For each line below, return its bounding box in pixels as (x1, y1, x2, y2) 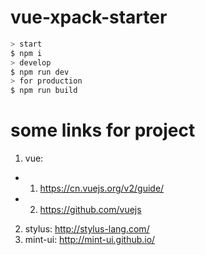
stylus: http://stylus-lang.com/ (24, 223, 150, 235)
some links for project (10, 119, 196, 142)
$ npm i (10, 48, 43, 58)
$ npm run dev (10, 67, 70, 77)
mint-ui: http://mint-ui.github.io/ (24, 234, 156, 246)
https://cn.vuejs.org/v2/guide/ (39, 182, 165, 195)
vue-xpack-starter (10, 6, 168, 29)
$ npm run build (10, 86, 78, 96)
